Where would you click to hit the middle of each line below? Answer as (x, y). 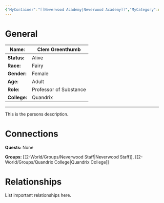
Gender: (17, 73)
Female (40, 73)
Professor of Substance (59, 90)
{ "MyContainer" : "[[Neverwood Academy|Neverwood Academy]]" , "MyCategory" (81, 10)
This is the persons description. (37, 114)
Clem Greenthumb (59, 49)
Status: (16, 58)
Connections (32, 134)
